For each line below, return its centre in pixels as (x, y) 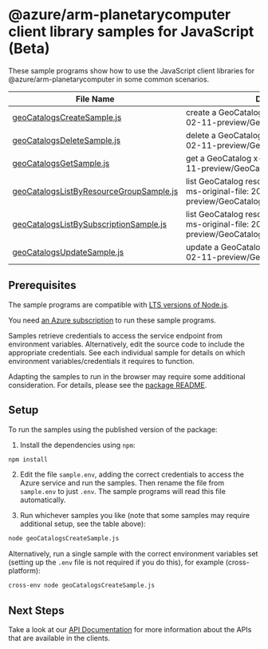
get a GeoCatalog (219, 158)
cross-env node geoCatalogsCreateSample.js (82, 586)
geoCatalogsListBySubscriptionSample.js (90, 224)
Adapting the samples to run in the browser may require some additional (127, 376)
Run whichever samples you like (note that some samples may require (135, 516)
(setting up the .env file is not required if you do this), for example (116, 562)
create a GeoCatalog (225, 112)
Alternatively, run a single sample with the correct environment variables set (133, 554)
